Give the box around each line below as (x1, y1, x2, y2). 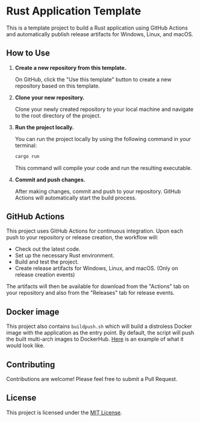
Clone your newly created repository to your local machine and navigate (14, 105, 194, 113)
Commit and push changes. (14, 176, 86, 183)
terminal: (14, 142, 37, 149)
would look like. (6, 342, 45, 349)
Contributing (6, 359, 55, 370)
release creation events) (14, 271, 75, 279)
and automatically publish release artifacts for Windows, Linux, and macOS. (6, 30, 193, 37)
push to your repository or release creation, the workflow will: (6, 234, 159, 241)
